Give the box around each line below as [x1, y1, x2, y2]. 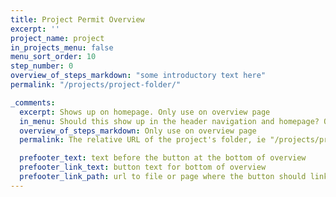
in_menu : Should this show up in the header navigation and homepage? [19, 116, 320, 126]
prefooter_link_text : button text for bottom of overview [19, 162, 267, 173]
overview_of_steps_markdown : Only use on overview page [19, 126, 257, 136]
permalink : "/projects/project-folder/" [10, 80, 182, 90]
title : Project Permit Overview [10, 14, 145, 25]
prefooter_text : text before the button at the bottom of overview [19, 153, 307, 163]
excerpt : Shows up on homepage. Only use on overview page [19, 107, 271, 117]
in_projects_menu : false [10, 42, 114, 53]
